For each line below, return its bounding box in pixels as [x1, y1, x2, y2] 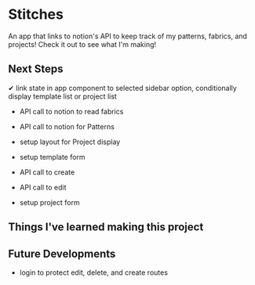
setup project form [19, 197, 80, 207]
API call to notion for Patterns [19, 121, 115, 131]
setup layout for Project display [19, 137, 121, 146]
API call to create [19, 167, 75, 177]
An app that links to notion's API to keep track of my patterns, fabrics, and [8, 31, 247, 41]
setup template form [19, 152, 86, 161]
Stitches [8, 5, 64, 23]
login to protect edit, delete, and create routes [19, 268, 169, 277]
